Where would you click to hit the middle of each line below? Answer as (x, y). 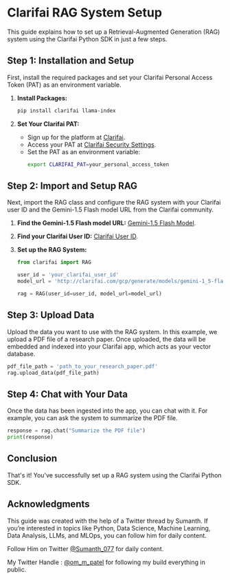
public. (17, 569)
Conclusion (32, 458)
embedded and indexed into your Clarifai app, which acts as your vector (109, 346)
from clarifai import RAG (54, 262)
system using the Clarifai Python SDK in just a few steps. (87, 39)
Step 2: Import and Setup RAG (72, 186)
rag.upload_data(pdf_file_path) (53, 373)
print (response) (30, 437)
